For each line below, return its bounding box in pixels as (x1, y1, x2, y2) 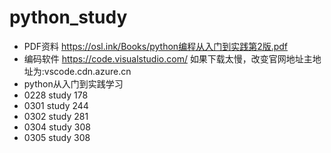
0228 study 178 (23, 89, 89, 101)
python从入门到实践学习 (23, 77, 124, 90)
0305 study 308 (23, 131, 91, 143)
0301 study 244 (23, 99, 89, 111)
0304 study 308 (23, 121, 91, 133)
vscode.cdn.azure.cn (43, 65, 132, 77)
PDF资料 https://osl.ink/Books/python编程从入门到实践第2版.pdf (23, 40, 289, 52)
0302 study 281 (23, 110, 89, 122)
